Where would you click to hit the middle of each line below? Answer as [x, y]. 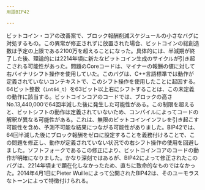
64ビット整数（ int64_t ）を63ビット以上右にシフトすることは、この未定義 [100, 89]
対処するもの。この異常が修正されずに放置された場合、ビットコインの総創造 [103, 43]
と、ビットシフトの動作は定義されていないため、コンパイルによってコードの [102, 112]
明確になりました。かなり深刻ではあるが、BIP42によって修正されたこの [107, 158]
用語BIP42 [18, 12]
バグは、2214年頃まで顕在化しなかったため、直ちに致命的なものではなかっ [101, 165]
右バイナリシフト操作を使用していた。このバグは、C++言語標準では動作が [100, 73]
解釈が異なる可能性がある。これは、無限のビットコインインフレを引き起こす [103, 119]
